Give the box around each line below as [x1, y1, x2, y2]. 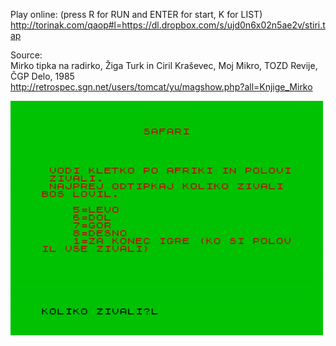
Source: [10, 49, 43, 61]
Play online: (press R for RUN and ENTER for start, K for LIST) [10, 9, 263, 20]
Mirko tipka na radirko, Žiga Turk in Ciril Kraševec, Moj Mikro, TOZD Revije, [10, 60, 318, 71]
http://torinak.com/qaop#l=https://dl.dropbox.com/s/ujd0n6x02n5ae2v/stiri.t [10, 19, 326, 31]
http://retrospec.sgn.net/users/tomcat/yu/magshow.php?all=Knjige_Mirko [10, 81, 313, 93]
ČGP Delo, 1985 [10, 70, 75, 82]
